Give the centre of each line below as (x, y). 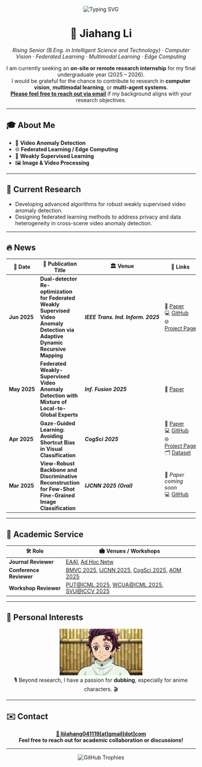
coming (174, 481)
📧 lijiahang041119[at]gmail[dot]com (101, 734)
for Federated (57, 298)
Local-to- (53, 408)
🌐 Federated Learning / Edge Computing (66, 149)
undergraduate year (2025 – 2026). (101, 74)
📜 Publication (60, 264)
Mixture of (54, 402)
